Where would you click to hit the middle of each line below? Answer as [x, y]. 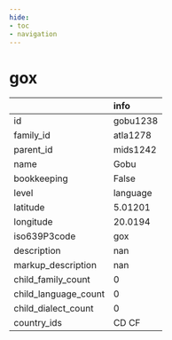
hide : [19, 17]
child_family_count [52, 280]
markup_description [55, 265]
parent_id [33, 150]
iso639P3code [45, 236]
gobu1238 [136, 121]
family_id [32, 136]
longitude [33, 222]
